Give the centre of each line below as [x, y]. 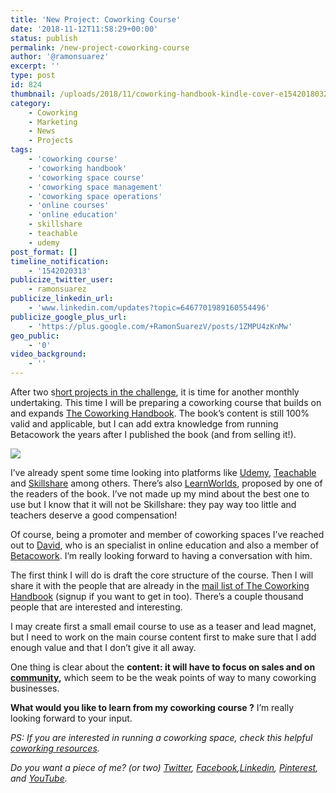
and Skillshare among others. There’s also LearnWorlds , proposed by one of [166, 483]
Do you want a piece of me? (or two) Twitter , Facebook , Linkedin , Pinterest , [164, 767]
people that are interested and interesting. [96, 607]
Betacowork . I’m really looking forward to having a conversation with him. [161, 555]
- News [42, 131]
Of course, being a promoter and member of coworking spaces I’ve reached [167, 534]
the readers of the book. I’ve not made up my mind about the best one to [160, 494]
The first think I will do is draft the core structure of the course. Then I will [162, 575]
